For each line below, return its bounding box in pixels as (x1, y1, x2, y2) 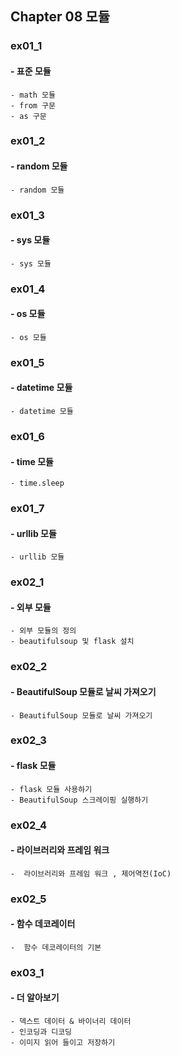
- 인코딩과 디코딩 (10, 1027, 73, 1037)
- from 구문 (10, 100, 56, 111)
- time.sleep (10, 478, 65, 489)
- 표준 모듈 (10, 65, 52, 77)
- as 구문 (10, 111, 47, 121)
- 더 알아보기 (10, 992, 60, 1004)
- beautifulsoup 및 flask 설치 (10, 637, 135, 647)
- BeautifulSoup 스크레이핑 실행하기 (10, 795, 149, 805)
